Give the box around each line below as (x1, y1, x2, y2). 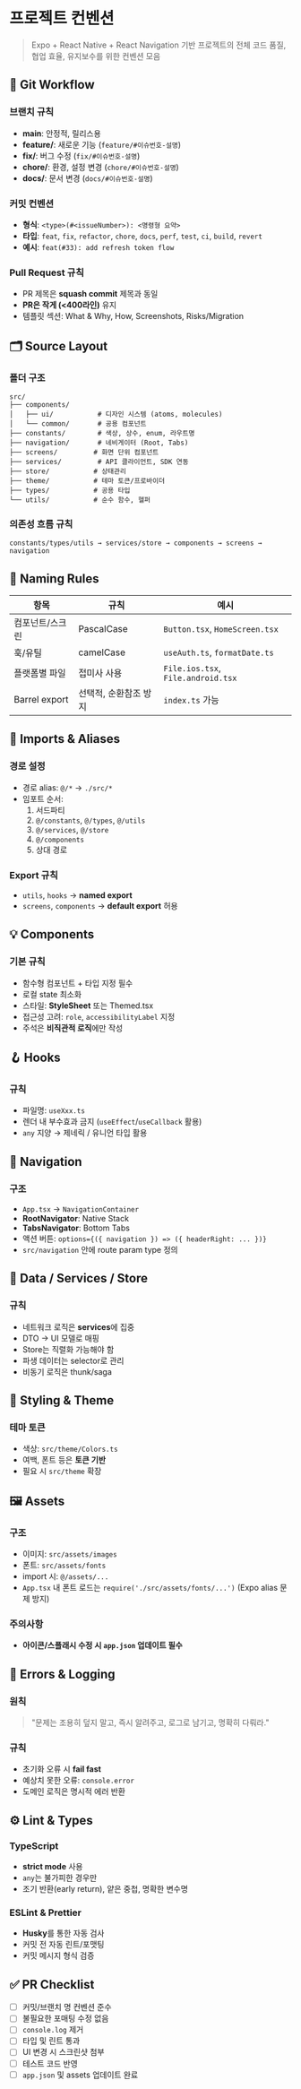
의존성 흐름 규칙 (9, 517, 73, 530)
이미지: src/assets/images (21, 1549, 118, 1559)
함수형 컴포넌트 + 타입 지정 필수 (21, 978, 133, 988)
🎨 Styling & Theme (9, 1393, 115, 1408)
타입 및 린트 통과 (21, 2035, 81, 2046)
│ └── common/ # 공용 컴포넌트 (9, 419, 147, 428)
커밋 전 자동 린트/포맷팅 (21, 1939, 105, 1950)
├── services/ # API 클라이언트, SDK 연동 (9, 457, 189, 466)
